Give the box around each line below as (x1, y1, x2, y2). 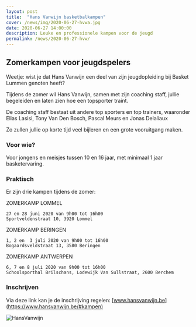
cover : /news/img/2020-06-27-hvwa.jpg (6, 19, 101, 25)
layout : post (6, 8, 38, 15)
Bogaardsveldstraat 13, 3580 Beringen (6, 243, 101, 249)
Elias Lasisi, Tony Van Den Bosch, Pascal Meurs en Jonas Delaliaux (6, 114, 169, 122)
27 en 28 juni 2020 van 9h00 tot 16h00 (6, 211, 104, 217)
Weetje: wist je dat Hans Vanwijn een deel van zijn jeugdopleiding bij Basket (6, 73, 189, 80)
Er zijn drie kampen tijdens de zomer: (6, 188, 96, 195)
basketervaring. (6, 160, 44, 167)
